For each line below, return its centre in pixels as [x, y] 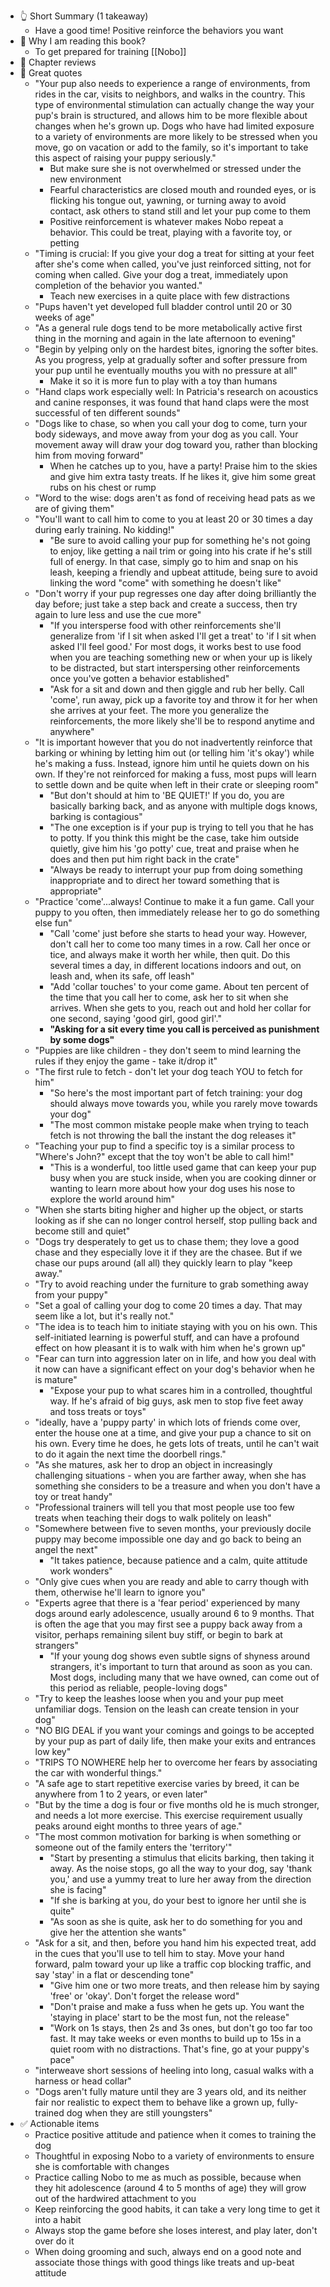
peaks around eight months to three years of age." [138, 1826]
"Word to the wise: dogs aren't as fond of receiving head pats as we [175, 498]
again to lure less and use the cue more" [118, 614]
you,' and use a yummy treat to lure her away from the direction [180, 1879]
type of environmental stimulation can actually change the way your [174, 104]
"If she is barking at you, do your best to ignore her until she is [178, 1900]
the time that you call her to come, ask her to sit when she [169, 997]
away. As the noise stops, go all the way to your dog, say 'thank [181, 1868]
